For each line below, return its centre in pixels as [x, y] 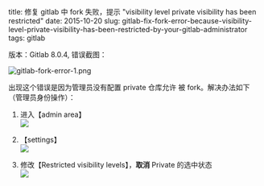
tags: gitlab [27, 38]
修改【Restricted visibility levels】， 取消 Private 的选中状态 [116, 165]
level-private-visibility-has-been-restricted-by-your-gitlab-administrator [128, 29]
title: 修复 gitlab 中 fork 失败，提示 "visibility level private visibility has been [132, 12]
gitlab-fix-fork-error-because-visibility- [187, 21]
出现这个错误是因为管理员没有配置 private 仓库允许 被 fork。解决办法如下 [129, 87]
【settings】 [41, 140]
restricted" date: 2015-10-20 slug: [64, 21]
